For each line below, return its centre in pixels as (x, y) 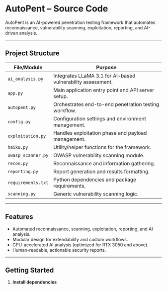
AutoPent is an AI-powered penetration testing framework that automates (80, 22)
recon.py (18, 163)
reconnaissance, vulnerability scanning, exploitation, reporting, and (74, 27)
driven (12, 33)
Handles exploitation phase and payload (100, 133)
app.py (15, 93)
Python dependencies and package (95, 180)
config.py (19, 122)
